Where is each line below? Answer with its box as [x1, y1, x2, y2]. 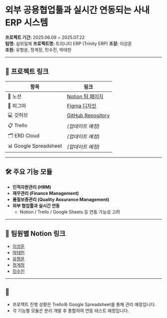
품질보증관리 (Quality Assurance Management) [12, 196, 109, 202]
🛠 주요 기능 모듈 [5, 167, 53, 176]
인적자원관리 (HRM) [12, 184, 51, 190]
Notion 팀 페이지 [67, 93, 103, 100]
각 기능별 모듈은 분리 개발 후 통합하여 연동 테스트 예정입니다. [12, 308, 129, 314]
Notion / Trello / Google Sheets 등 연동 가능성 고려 [19, 209, 120, 215]
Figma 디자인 [67, 102, 97, 109]
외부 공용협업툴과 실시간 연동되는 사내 [5, 4, 150, 16]
